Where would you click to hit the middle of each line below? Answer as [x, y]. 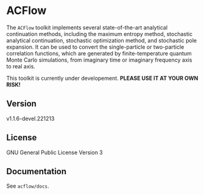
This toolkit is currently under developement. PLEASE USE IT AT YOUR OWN [102, 78]
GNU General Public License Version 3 [55, 152]
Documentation [37, 171]
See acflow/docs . [28, 186]
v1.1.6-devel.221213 [30, 118]
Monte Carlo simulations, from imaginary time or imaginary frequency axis [99, 60]
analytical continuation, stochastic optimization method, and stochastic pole [101, 40]
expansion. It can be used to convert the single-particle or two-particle [95, 47]
